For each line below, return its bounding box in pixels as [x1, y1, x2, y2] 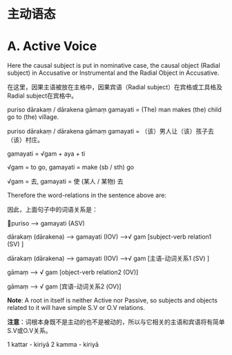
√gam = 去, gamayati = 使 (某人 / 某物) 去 [7, 177, 124, 185]
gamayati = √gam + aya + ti [7, 149, 86, 158]
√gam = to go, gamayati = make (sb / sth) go [7, 163, 135, 172]
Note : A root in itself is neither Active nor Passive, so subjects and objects [7, 296, 217, 304]
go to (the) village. [7, 113, 59, 121]
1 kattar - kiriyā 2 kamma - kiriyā [7, 340, 99, 349]
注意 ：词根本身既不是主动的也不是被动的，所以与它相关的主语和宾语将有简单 [7, 318, 225, 326]
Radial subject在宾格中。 [7, 91, 78, 100]
